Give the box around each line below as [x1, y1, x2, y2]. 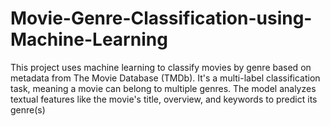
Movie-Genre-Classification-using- [10, 7, 313, 30]
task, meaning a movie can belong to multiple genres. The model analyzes [10, 82, 317, 94]
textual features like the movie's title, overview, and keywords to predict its [10, 93, 318, 105]
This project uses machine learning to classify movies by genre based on [10, 61, 312, 73]
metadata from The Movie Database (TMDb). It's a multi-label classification [10, 72, 321, 84]
